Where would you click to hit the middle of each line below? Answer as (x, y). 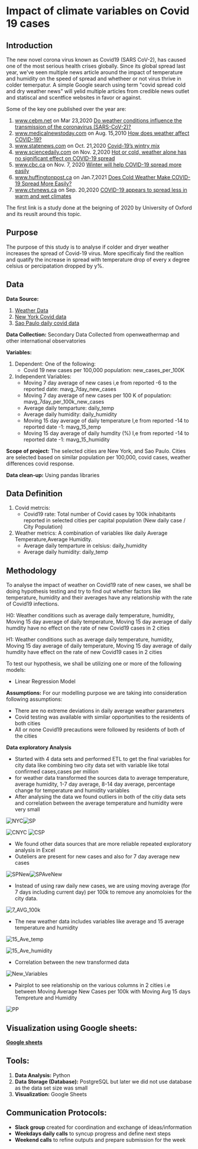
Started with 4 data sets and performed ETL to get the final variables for (102, 759)
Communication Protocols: (57, 1113)
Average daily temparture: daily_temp (69, 408)
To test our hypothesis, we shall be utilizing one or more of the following (94, 664)
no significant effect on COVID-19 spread (65, 158)
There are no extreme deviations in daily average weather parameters (100, 711)
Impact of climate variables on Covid (98, 11)
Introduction (30, 45)
